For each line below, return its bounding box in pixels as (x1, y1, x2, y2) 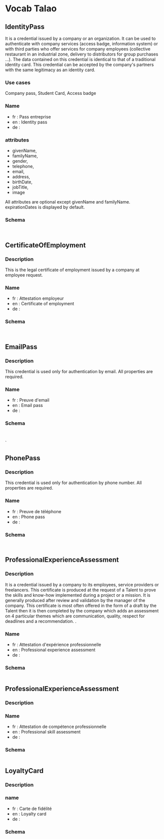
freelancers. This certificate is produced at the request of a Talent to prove (5, 587, 156, 593)
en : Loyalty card (12, 810, 47, 816)
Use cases (5, 79, 31, 86)
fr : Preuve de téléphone (12, 508, 61, 514)
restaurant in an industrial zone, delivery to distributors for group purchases (5, 51, 159, 57)
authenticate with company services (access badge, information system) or (5, 41, 158, 47)
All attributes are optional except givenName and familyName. (5, 199, 131, 204)
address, (12, 174, 30, 179)
